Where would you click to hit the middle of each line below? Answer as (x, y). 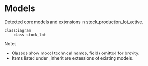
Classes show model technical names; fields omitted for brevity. (75, 53)
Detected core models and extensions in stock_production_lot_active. (74, 22)
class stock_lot (30, 35)
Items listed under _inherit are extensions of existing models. (72, 58)
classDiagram (18, 30)
